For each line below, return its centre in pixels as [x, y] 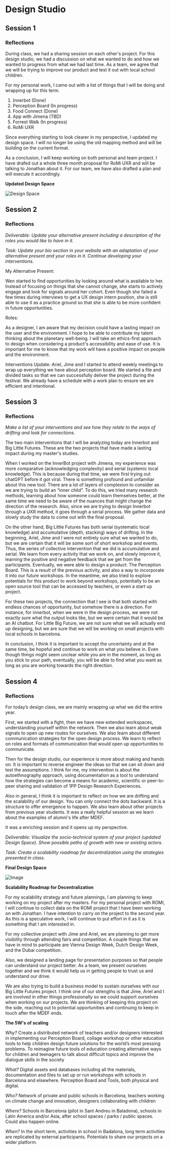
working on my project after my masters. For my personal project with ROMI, [85, 902]
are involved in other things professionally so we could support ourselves [82, 997]
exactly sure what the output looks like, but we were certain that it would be [84, 618]
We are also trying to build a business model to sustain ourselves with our [82, 986]
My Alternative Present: [30, 271]
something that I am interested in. [40, 924]
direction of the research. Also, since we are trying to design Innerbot [78, 506]
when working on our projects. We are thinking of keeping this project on [81, 1002]
